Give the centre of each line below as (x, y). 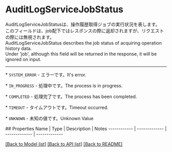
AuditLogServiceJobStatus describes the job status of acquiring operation (84, 43)
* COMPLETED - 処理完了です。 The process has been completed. (71, 97)
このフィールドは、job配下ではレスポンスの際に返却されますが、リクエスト (85, 31)
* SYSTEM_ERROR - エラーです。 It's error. (46, 74)
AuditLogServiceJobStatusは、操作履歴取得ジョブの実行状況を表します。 (83, 24)
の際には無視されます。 (30, 37)
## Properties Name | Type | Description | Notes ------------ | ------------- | (86, 128)
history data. (19, 48)
